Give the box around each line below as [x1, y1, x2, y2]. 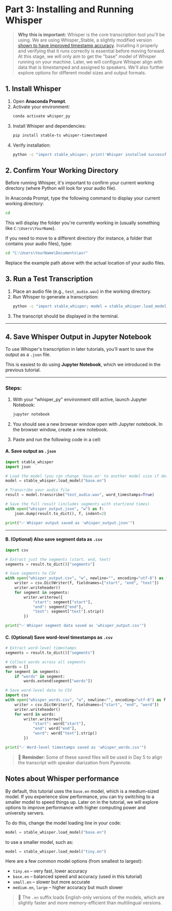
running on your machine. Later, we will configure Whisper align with [17, 58, 163, 65]
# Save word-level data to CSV [5, 688, 72, 693]
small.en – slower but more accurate [12, 879, 91, 885]
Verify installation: [12, 142, 51, 148]
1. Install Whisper [5, 85, 61, 93]
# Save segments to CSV [5, 571, 56, 576]
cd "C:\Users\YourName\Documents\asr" [5, 250, 88, 256]
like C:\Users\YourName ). [5, 225, 56, 231]
